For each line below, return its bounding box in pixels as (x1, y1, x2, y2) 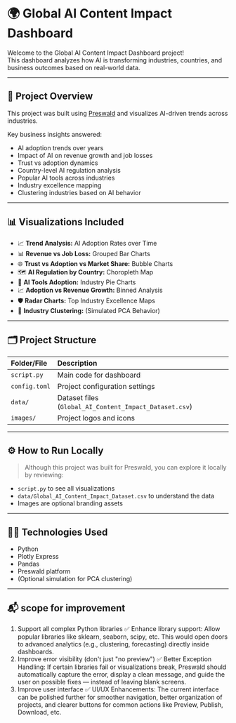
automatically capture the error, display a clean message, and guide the (17, 670, 225, 678)
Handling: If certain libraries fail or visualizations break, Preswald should (17, 663, 227, 671)
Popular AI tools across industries (17, 173, 115, 182)
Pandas (17, 559, 40, 568)
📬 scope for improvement (7, 602, 126, 614)
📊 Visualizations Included (7, 216, 124, 228)
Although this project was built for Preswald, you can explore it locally (24, 463, 227, 472)
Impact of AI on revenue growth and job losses (17, 151, 153, 159)
